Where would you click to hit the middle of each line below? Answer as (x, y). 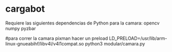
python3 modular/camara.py (115, 43)
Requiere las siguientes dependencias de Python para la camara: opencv (83, 23)
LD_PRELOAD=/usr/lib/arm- (138, 38)
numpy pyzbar (21, 28)
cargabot (25, 9)
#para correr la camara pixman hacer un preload (57, 38)
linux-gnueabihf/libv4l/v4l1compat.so (45, 43)
